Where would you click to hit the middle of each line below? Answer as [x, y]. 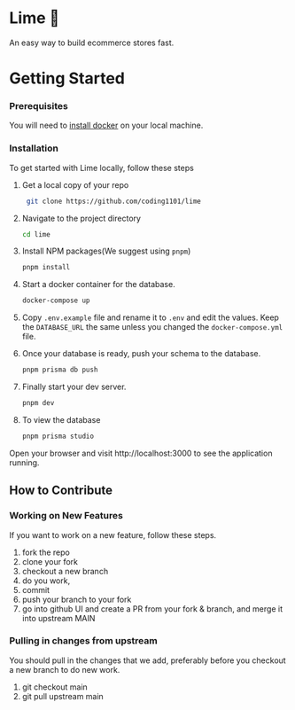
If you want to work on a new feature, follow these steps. [113, 534]
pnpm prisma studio [58, 436]
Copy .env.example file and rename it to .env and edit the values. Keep [150, 317]
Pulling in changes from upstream [83, 641]
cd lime [36, 234]
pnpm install [46, 268]
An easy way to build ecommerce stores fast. [92, 43]
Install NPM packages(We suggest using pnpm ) [106, 251]
